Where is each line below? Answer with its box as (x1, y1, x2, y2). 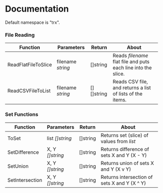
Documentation (5, 3, 69, 15)
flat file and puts (113, 58, 150, 65)
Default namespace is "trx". (5, 19, 60, 25)
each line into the (113, 64, 152, 71)
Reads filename (113, 52, 148, 59)
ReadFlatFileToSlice (7, 62, 52, 68)
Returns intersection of (100, 174, 153, 180)
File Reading (5, 32, 35, 38)
